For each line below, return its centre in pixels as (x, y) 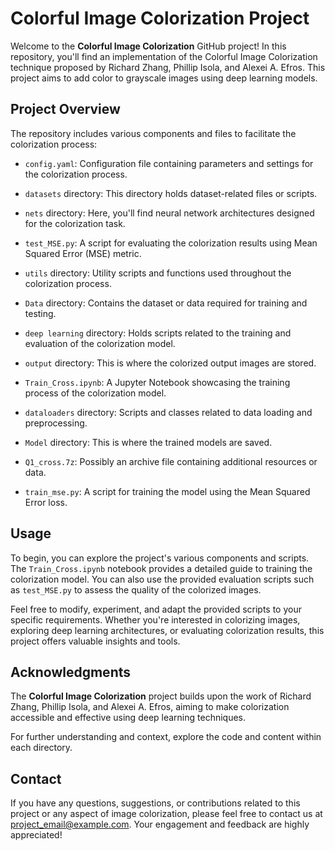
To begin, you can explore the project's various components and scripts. (160, 558)
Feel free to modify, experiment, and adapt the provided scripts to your (156, 609)
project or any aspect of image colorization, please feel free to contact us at (166, 814)
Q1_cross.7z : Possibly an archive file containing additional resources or (171, 461)
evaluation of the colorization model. (100, 343)
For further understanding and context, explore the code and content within (166, 737)
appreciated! (36, 835)
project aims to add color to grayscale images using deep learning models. (164, 78)
